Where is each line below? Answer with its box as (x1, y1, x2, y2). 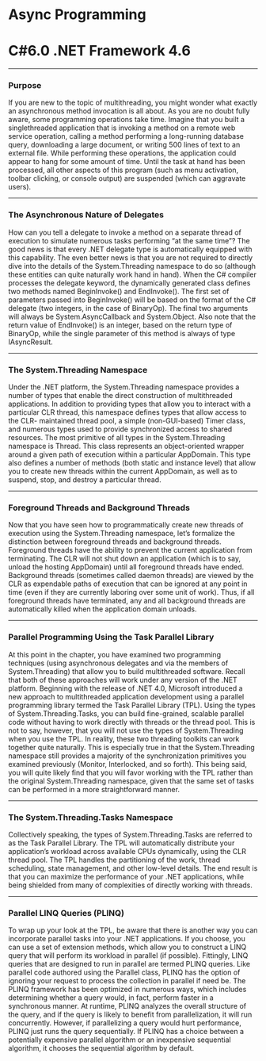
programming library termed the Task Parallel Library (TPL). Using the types (8, 700, 256, 710)
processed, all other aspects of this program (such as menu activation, (8, 165, 239, 175)
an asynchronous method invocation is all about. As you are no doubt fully (8, 106, 250, 116)
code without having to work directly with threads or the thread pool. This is (8, 717, 256, 726)
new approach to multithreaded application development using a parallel (8, 691, 245, 701)
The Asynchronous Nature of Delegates (8, 209, 165, 220)
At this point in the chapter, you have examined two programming (8, 649, 222, 659)
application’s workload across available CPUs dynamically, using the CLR (8, 846, 247, 856)
